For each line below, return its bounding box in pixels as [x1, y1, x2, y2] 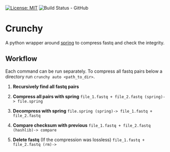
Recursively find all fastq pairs [12, 83, 79, 90]
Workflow [5, 54, 37, 63]
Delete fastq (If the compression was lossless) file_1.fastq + [12, 136, 145, 143]
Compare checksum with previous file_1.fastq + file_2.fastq [12, 122, 151, 128]
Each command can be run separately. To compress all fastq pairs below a [5, 68, 163, 74]
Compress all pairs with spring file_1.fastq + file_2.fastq [12, 93, 142, 99]
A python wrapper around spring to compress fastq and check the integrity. [5, 39, 165, 46]
